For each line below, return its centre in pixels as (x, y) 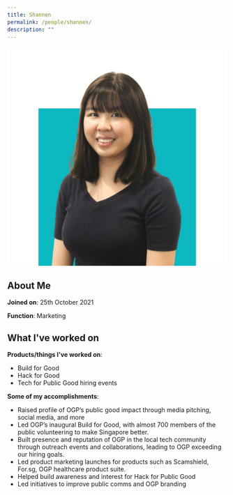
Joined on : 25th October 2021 (51, 303)
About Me (29, 285)
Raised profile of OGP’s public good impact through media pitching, (114, 410)
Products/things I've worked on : (55, 355)
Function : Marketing (37, 316)
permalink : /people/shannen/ (50, 22)
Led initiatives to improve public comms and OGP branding (102, 484)
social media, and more (51, 417)
